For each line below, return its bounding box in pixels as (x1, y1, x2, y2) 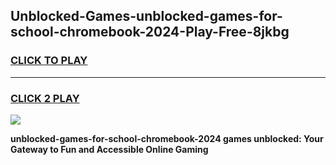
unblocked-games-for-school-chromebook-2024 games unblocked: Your (10, 132, 324, 144)
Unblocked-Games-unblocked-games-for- (10, 8, 283, 25)
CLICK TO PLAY (10, 54, 88, 68)
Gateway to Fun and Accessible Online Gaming (10, 143, 209, 155)
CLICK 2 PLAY (10, 91, 80, 105)
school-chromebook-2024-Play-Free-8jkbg (10, 24, 290, 41)
